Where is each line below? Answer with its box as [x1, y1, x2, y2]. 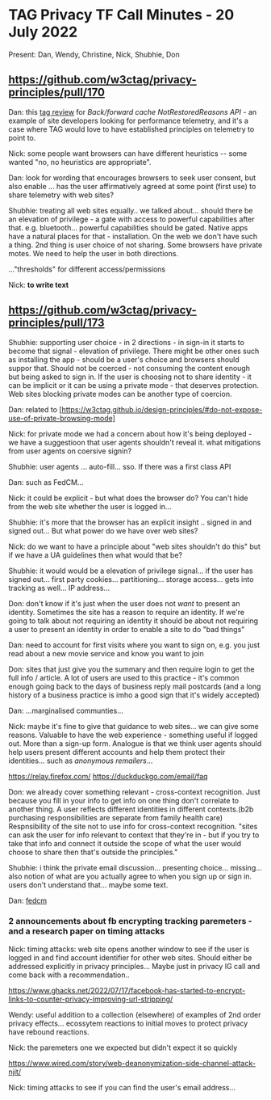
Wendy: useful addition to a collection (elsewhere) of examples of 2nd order [8, 1009, 261, 1019]
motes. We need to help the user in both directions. [8, 248, 179, 258]
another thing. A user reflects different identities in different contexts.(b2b [8, 804, 254, 814]
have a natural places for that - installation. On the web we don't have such [8, 231, 258, 241]
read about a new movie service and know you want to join [8, 648, 204, 658]
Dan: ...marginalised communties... [8, 706, 123, 715]
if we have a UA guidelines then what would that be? [8, 550, 183, 559]
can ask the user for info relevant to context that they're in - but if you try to [8, 830, 260, 840]
